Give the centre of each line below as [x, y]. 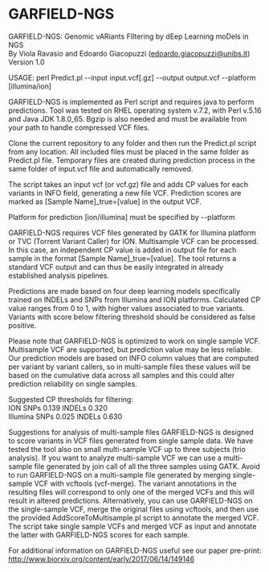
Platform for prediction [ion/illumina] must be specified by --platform [122, 217]
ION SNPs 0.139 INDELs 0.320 [58, 408]
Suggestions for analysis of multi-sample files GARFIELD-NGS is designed [131, 432]
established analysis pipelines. [59, 276]
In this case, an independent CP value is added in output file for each [122, 250]
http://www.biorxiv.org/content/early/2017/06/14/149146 [102, 559]
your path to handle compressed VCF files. [79, 127]
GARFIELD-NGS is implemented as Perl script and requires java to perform [131, 102]
